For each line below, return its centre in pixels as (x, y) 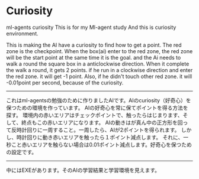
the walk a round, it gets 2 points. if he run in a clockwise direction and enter (99, 70)
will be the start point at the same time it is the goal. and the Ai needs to (94, 57)
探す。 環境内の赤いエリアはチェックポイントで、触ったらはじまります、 (94, 115)
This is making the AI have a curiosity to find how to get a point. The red (94, 45)
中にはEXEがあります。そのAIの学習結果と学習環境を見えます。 (83, 170)
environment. (22, 33)
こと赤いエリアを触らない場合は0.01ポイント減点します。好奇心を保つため (102, 144)
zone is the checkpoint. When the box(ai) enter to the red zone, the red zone (99, 51)
